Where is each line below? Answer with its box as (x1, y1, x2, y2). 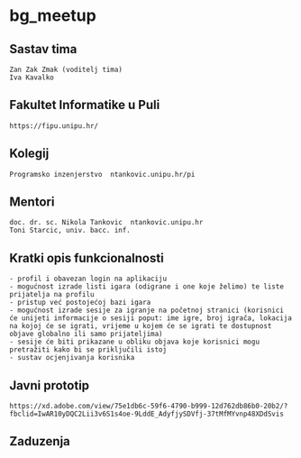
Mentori (9, 195, 55, 210)
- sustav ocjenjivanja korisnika (9, 353, 135, 362)
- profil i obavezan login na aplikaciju (9, 274, 168, 284)
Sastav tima (9, 41, 78, 57)
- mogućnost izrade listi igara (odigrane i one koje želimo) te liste (9, 282, 284, 291)
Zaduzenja (9, 434, 70, 449)
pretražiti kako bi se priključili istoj (9, 345, 168, 354)
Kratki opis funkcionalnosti (9, 250, 164, 266)
